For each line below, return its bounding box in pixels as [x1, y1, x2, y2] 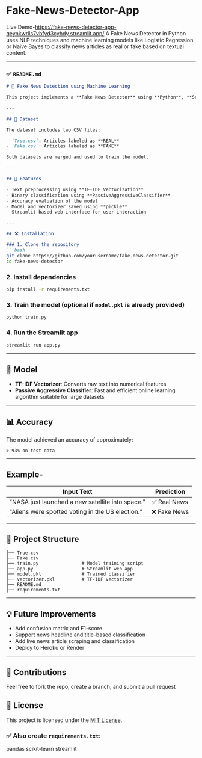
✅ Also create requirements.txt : [6, 732, 101, 740]
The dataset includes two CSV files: [6, 127, 101, 133]
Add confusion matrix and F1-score [14, 625, 103, 632]
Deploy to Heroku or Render [14, 644, 85, 652]
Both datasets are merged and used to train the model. [6, 154, 149, 160]
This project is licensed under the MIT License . [6, 716, 123, 724]
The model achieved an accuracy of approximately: [6, 436, 133, 443]
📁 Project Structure [6, 534, 79, 544]
